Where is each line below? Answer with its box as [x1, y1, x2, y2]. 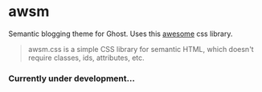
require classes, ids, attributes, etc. [27, 53, 145, 62]
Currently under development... [8, 73, 135, 84]
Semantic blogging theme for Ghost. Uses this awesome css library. [8, 29, 233, 38]
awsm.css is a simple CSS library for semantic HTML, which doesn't [27, 44, 255, 54]
